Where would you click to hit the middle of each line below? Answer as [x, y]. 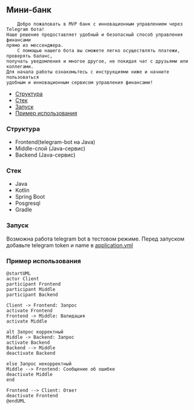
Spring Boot [30, 197]
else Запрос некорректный [39, 364]
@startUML [19, 273]
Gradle [23, 210]
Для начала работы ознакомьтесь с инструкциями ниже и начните [88, 72]
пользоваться [23, 77]
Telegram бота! [25, 29]
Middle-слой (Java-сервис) [50, 149]
